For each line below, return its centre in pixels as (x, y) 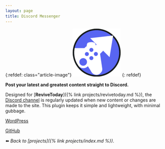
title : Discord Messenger (33, 16)
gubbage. (15, 111)
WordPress (17, 120)
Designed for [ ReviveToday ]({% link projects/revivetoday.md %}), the (79, 94)
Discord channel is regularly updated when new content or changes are (81, 100)
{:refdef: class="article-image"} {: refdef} (73, 74)
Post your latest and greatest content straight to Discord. (67, 85)
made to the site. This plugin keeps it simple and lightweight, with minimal (83, 105)
